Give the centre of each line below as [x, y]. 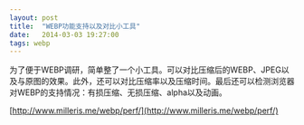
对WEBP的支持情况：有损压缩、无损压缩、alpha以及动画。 [119, 92]
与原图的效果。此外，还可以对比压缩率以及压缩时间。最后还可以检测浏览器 [156, 82]
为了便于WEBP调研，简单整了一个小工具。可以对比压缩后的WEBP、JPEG [146, 70]
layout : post [34, 18]
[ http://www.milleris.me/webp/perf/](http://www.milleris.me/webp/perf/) [144, 111]
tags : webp [30, 43]
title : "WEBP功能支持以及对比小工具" [75, 26]
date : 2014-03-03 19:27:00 [64, 34]
